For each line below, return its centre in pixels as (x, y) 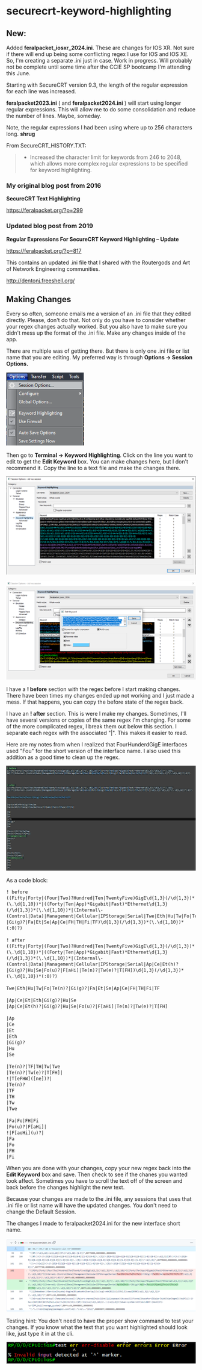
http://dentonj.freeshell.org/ (41, 281)
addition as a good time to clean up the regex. (63, 757)
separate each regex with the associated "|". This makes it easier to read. (97, 733)
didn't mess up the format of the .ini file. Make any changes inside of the (96, 333)
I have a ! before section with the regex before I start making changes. (93, 689)
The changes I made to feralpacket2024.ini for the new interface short (93, 1224)
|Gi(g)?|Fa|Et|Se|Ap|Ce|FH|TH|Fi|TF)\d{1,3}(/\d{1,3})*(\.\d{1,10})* (95, 922)
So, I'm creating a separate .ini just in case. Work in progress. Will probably (99, 60)
